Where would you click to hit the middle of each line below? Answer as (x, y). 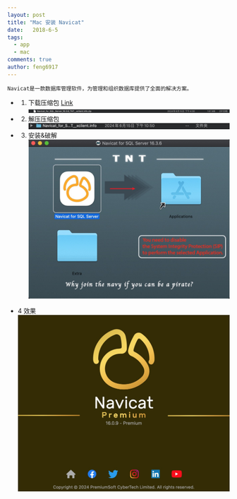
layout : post (26, 15)
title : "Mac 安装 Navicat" (46, 22)
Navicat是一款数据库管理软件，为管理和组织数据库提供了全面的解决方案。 (100, 88)
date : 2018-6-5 (33, 30)
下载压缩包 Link (50, 102)
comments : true (30, 60)
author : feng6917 (33, 67)
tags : (15, 37)
